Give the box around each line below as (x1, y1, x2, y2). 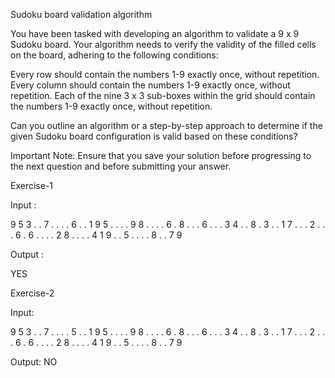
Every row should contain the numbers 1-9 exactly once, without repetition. (10, 69, 320, 80)
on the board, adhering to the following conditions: (10, 49, 219, 61)
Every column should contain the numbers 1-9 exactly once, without (10, 79, 291, 91)
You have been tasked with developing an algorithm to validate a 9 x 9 (10, 28, 300, 39)
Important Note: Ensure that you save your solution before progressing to (10, 150, 312, 161)
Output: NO (10, 356, 58, 368)
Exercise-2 (10, 287, 55, 299)
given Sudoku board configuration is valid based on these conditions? (10, 130, 298, 142)
